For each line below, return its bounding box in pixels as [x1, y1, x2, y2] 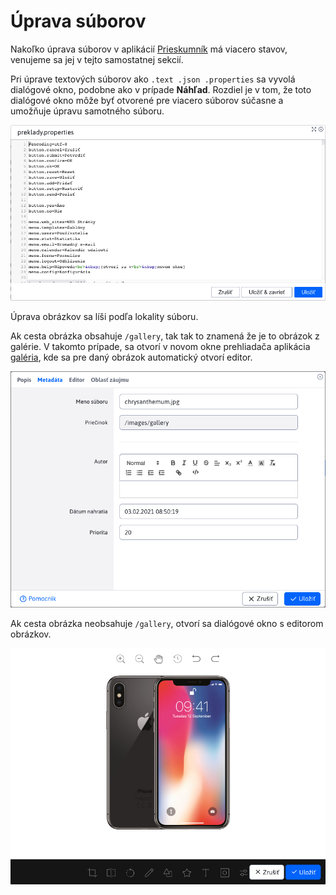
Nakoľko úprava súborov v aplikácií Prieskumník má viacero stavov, [10, 43, 288, 55]
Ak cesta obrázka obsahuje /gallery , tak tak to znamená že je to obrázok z [10, 330, 320, 342]
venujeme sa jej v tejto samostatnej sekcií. [10, 53, 184, 65]
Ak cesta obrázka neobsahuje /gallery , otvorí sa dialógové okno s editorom [10, 617, 324, 629]
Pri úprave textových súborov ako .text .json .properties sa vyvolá [10, 73, 296, 85]
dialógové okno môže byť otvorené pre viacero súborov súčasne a [10, 94, 284, 106]
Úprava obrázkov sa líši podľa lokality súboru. [10, 310, 199, 322]
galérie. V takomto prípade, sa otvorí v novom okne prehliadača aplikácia [10, 340, 311, 352]
